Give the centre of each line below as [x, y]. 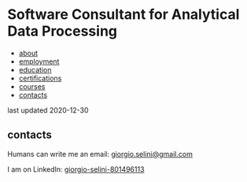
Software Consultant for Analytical [124, 15]
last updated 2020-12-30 [48, 110]
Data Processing [63, 31]
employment [39, 61]
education [35, 69]
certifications [40, 78]
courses [32, 86]
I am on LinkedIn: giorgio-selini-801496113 [76, 169]
